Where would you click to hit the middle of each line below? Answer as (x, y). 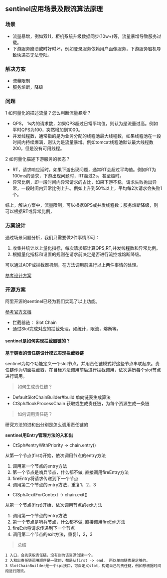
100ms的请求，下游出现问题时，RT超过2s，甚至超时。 (68, 176)
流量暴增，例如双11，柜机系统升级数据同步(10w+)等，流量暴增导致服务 (84, 36)
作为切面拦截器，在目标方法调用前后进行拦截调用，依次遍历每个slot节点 (87, 370)
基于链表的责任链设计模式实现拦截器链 (44, 353)
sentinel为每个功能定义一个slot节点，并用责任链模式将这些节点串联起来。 (80, 364)
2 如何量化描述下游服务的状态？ (38, 159)
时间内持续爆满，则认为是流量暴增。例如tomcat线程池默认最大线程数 (83, 142)
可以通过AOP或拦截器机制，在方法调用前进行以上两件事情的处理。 (73, 265)
